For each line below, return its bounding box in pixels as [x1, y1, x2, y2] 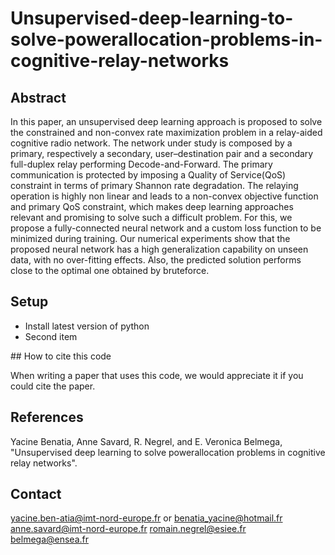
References [10, 409, 84, 426]
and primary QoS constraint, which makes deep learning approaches [10, 201, 294, 212]
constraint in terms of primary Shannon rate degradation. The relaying [10, 180, 299, 191]
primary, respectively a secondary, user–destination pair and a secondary [10, 148, 314, 159]
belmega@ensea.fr [10, 533, 89, 546]
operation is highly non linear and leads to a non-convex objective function [10, 190, 319, 202]
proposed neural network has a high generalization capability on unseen [10, 243, 309, 255]
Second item [24, 330, 78, 342]
